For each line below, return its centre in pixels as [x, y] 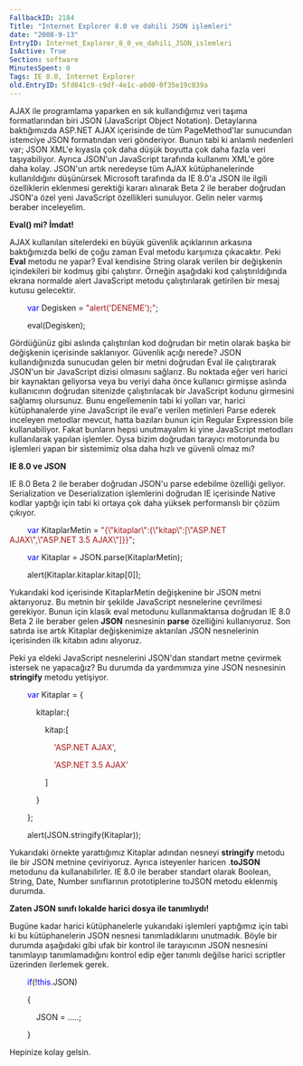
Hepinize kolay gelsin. [50, 1052]
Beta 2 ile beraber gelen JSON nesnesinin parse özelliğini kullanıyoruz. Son [150, 621]
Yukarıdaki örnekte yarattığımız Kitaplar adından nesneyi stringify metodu [147, 852]
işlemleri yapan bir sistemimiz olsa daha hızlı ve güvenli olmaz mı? [132, 448]
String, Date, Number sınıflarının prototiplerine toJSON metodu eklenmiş [144, 881]
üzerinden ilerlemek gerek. [59, 964]
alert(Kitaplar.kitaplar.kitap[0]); [84, 575]
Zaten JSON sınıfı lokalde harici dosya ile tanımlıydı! [109, 908]
